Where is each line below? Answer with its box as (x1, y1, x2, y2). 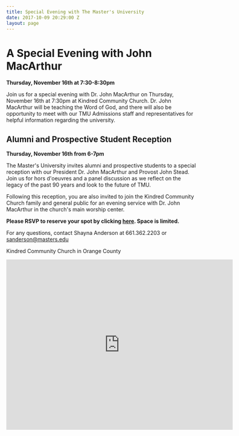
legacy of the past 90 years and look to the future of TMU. (6, 181, 151, 188)
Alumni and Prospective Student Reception (6, 134, 172, 144)
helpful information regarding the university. (6, 116, 116, 124)
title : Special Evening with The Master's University (6, 8, 145, 15)
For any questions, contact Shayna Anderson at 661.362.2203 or (6, 230, 167, 237)
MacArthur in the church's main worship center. (6, 206, 125, 213)
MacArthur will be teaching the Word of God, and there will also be (6, 104, 172, 111)
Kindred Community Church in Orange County (6, 248, 121, 255)
